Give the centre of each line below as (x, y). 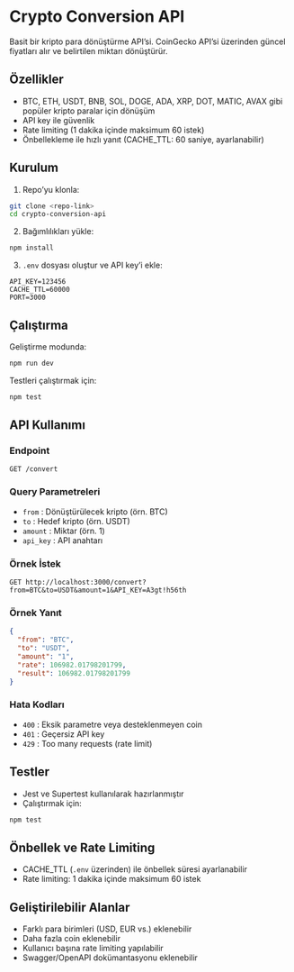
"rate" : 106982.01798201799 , (72, 665)
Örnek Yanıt (36, 613)
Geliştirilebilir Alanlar (70, 907)
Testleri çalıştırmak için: (53, 380)
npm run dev (31, 363)
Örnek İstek (35, 563)
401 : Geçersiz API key (63, 734)
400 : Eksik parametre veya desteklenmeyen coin (112, 724)
